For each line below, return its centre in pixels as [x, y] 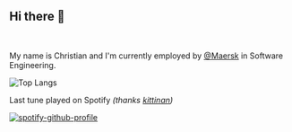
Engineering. [33, 65]
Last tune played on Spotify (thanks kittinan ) [91, 100]
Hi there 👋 [37, 17]
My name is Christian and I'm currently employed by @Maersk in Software [146, 56]
